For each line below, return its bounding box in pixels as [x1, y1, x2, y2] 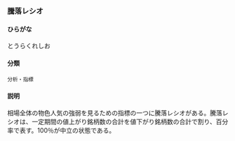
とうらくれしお [7, 42, 51, 50]
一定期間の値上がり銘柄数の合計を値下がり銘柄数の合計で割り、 [31, 117, 216, 126]
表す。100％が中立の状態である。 [19, 126, 116, 134]
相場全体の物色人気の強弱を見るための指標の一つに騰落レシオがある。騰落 [7, 108, 222, 117]
